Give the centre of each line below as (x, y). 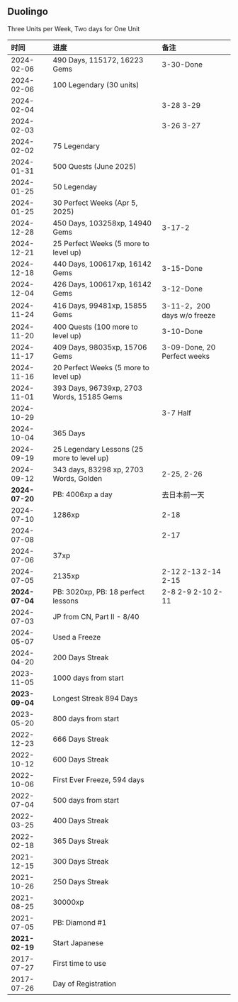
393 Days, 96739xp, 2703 (98, 388)
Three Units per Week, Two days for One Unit (74, 28)
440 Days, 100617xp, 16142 (102, 264)
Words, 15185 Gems (87, 396)
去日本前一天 (183, 494)
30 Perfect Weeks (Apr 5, (95, 203)
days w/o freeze (189, 315)
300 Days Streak (81, 861)
